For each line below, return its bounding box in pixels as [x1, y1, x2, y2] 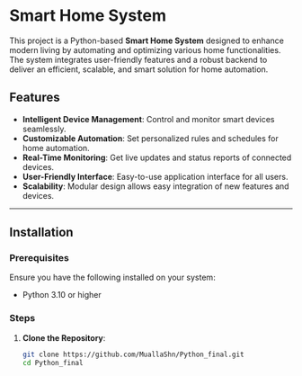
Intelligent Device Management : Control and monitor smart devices [22, 113, 275, 124]
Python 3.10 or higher [22, 290, 102, 300]
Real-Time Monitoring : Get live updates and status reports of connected [22, 152, 292, 163]
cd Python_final [22, 358, 84, 367]
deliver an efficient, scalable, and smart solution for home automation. [9, 64, 269, 75]
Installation [9, 225, 74, 240]
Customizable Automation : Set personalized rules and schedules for [22, 132, 279, 144]
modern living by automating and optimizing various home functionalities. [9, 44, 281, 55]
